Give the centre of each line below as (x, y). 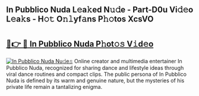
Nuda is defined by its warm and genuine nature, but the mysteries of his (95, 80)
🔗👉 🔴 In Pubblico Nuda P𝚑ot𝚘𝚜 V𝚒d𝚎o (80, 44)
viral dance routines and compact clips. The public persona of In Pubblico (97, 74)
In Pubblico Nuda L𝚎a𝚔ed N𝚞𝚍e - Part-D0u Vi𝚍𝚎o (100, 10)
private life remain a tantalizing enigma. (54, 87)
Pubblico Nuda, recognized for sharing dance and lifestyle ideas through (95, 68)
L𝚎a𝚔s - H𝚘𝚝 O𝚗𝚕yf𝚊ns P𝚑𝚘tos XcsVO (80, 19)
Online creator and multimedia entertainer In (128, 61)
